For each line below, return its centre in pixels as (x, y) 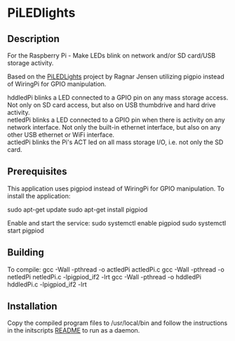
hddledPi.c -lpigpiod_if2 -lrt (47, 284)
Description (33, 39)
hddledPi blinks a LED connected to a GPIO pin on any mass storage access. (118, 97)
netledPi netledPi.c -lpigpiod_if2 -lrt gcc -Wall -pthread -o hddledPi (105, 277)
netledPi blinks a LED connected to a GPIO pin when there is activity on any (116, 120)
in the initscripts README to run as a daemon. (74, 330)
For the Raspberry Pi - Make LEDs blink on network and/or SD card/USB (112, 55)
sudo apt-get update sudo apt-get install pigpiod (78, 209)
